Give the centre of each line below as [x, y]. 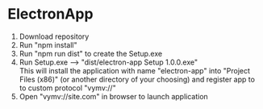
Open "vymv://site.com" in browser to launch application [114, 96]
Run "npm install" [48, 44]
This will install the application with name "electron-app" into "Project [135, 70]
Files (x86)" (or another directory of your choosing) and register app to [137, 79]
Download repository [54, 36]
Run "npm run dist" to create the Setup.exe [91, 53]
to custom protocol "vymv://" [67, 88]
